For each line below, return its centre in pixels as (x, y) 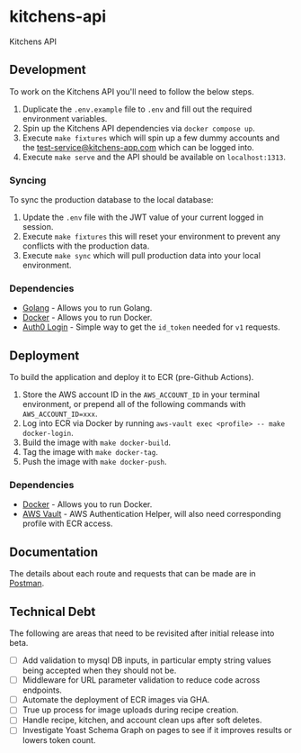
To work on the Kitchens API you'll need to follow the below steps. (132, 91)
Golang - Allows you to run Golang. (87, 308)
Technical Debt (53, 611)
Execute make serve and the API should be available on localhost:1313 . (154, 157)
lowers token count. (59, 740)
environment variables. (65, 118)
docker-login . (48, 433)
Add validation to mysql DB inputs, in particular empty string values (146, 660)
